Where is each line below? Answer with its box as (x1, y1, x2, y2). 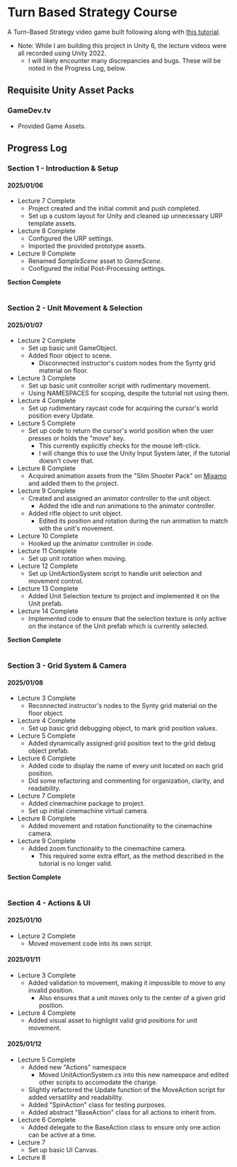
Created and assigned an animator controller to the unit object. (28, 494, 212, 503)
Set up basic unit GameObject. (28, 344, 117, 352)
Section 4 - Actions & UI (7, 898, 91, 908)
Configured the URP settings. (28, 234, 114, 243)
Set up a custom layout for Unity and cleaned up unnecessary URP (28, 211, 223, 220)
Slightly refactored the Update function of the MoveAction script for (28, 1085, 226, 1093)
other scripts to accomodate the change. (38, 1078, 158, 1086)
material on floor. (38, 366, 88, 375)
